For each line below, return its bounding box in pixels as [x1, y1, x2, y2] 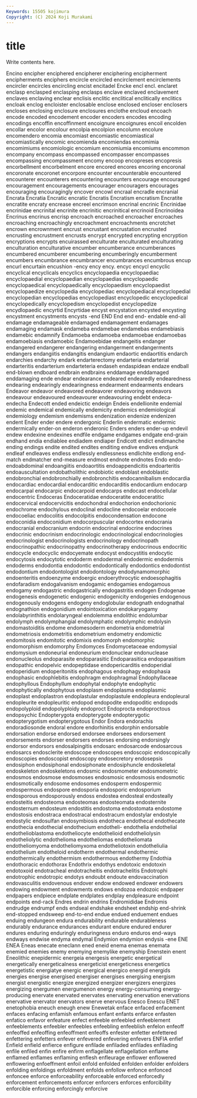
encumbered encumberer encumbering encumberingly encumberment [6, 250, 177, 258]
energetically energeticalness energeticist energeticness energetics [6, 961, 170, 968]
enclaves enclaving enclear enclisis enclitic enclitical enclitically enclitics [6, 95, 182, 102]
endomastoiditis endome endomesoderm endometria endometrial [6, 624, 165, 631]
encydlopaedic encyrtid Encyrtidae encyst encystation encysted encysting [6, 307, 186, 314]
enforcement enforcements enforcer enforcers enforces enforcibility [6, 1079, 172, 1086]
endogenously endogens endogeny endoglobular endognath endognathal [6, 599, 185, 607]
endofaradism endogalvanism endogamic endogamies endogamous [6, 581, 171, 588]
